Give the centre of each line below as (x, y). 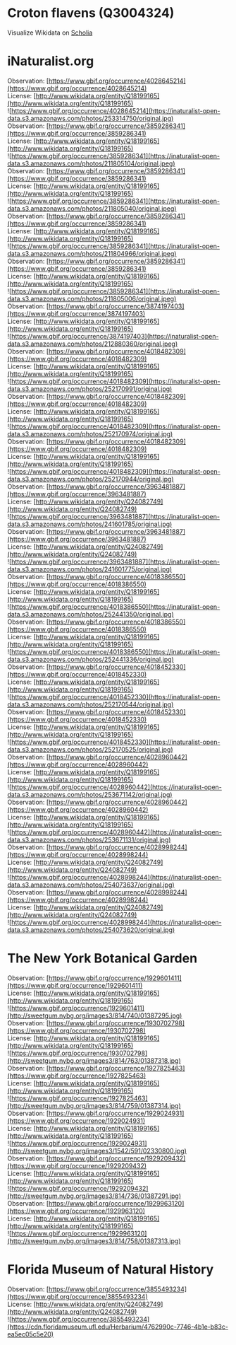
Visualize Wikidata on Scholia (50, 33)
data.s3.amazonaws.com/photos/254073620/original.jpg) (91, 930)
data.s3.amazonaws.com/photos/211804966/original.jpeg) (92, 253)
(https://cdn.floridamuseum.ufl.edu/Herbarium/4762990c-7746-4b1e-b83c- (118, 1327)
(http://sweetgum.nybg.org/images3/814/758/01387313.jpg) (94, 1241)
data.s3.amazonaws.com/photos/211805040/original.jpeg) (92, 208)
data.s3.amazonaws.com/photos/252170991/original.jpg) (90, 389)
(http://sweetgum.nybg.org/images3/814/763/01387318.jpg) (94, 1060)
